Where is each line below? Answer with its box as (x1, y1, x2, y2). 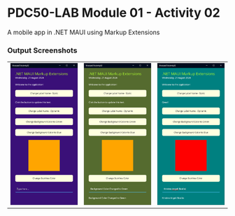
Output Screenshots (7, 45, 78, 55)
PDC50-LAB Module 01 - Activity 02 (7, 5, 220, 21)
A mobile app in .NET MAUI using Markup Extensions (7, 28, 160, 36)
